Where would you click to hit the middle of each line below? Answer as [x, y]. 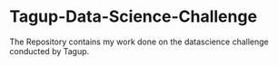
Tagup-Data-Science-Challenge [133, 17]
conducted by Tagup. [50, 51]
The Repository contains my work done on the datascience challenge [139, 42]
